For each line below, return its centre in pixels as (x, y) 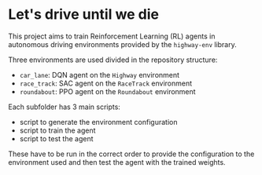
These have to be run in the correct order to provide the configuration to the (131, 154)
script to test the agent (56, 138)
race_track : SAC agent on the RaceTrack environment (106, 83)
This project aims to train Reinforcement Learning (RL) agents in (112, 36)
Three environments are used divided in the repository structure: (113, 60)
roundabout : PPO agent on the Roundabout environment (107, 91)
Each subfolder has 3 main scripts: (64, 107)
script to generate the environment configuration (98, 122)
